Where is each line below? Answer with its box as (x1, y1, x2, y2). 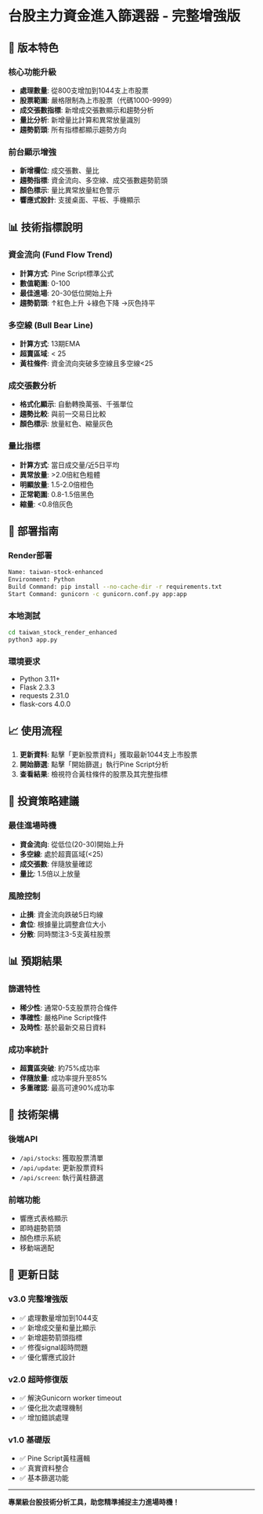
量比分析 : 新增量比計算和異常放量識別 (19, 115, 141, 124)
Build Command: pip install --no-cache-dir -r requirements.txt (8, 583, 222, 591)
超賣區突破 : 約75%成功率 (19, 1063, 100, 1073)
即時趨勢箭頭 (19, 1223, 61, 1233)
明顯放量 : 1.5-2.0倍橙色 (19, 480, 94, 489)
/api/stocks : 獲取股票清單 (19, 1153, 104, 1162)
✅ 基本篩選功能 (19, 1473, 69, 1483)
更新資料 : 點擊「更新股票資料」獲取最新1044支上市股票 (19, 750, 198, 759)
